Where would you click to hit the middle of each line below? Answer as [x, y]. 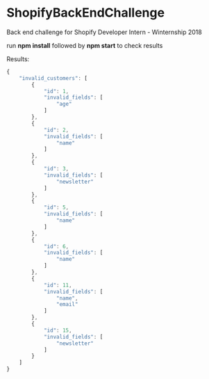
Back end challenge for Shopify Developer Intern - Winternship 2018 [104, 32]
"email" [67, 305]
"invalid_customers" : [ [53, 78]
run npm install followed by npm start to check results [85, 45]
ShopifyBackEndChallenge [85, 13]
